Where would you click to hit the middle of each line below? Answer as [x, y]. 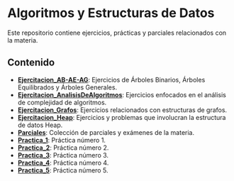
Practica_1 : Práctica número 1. [62, 140]
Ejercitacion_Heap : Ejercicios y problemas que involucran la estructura [122, 117]
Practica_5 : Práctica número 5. [63, 170]
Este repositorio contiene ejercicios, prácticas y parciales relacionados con [117, 33]
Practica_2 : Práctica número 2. [63, 148]
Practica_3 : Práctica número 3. [63, 155]
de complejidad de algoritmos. [62, 102]
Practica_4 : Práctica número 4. [63, 163]
